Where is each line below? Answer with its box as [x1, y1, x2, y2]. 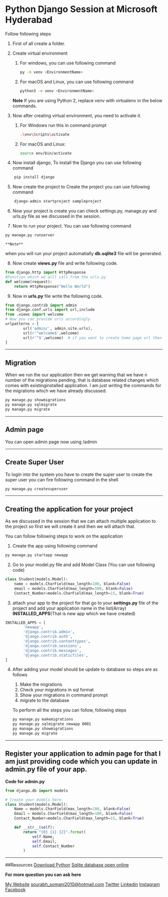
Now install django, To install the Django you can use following [12, 159, 141, 166]
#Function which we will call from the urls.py [5, 274, 106, 279]
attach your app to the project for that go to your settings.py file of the [12, 600, 158, 606]
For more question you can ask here [5, 871, 81, 878]
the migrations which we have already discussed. [5, 388, 107, 394]
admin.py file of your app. [5, 765, 87, 774]
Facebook [5, 886, 26, 893]
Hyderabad [5, 14, 52, 26]
